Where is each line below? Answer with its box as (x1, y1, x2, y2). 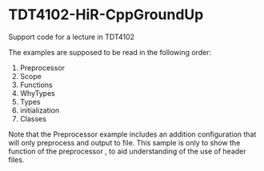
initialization (19, 105, 60, 115)
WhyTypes (19, 88, 56, 97)
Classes (19, 113, 46, 123)
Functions (19, 80, 54, 89)
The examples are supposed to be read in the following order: (8, 47, 212, 57)
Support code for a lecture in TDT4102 (8, 32, 134, 42)
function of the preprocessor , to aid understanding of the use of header (8, 146, 246, 156)
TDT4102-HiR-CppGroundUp (8, 6, 204, 24)
